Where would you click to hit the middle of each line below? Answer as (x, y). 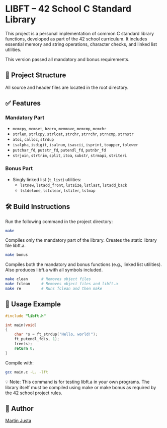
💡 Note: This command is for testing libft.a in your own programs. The (77, 382)
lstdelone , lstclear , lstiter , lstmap (58, 190)
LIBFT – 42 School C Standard (68, 9)
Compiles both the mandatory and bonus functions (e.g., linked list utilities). (83, 264)
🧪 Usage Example (33, 304)
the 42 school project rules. (34, 393)
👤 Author (19, 409)
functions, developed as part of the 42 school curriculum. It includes (76, 39)
